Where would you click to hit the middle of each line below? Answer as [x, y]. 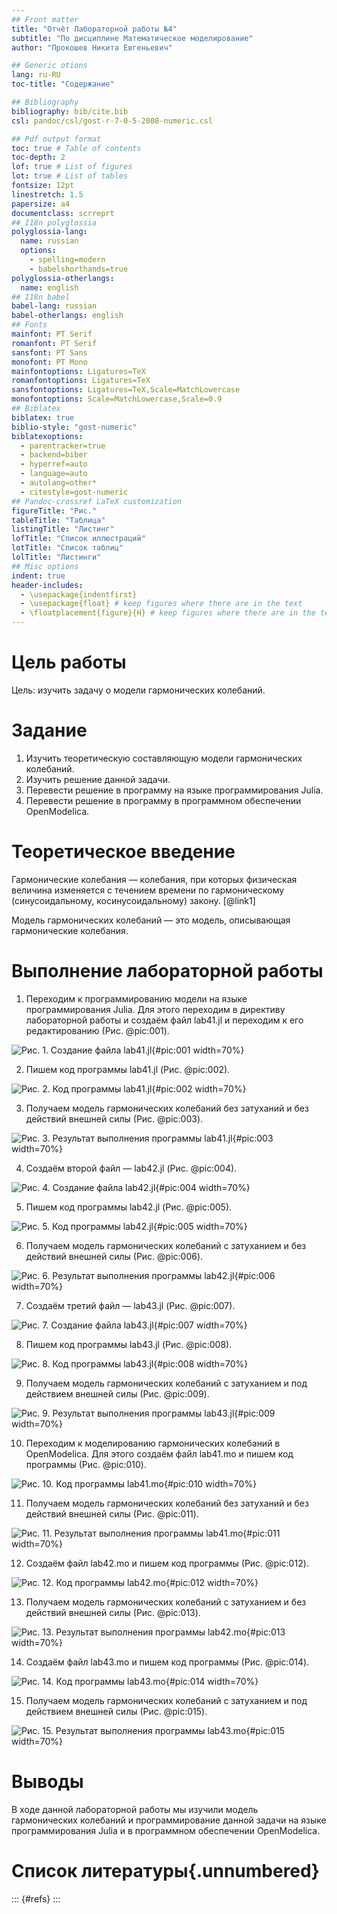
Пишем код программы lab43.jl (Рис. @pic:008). [129, 1344]
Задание [49, 730]
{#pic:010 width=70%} [210, 1483]
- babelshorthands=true [79, 269]
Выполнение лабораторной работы [167, 971]
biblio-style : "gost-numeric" [74, 427]
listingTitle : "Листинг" [63, 529]
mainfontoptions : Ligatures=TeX [78, 371]
